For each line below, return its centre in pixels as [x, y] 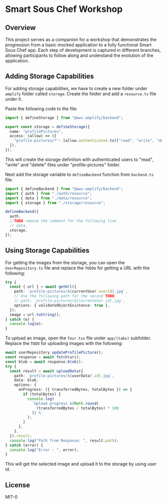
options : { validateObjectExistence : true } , [62, 305]
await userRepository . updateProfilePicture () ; [54, 352]
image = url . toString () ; [35, 315]
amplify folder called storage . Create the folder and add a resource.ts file [81, 94]
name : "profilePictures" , [37, 131]
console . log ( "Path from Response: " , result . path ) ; [64, 440]
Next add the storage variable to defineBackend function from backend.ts [80, 174]
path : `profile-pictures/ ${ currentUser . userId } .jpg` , [71, 292]
